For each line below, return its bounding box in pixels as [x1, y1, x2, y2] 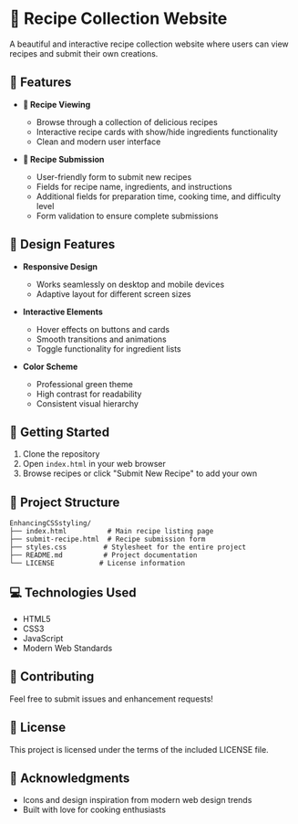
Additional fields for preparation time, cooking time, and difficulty [36, 191, 281, 202]
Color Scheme [22, 361, 78, 372]
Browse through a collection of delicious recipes [36, 116, 219, 127]
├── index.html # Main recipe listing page [9, 527, 214, 536]
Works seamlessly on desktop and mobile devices [36, 279, 225, 290]
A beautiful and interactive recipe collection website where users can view [9, 38, 289, 49]
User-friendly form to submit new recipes [36, 171, 192, 182]
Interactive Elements [22, 306, 103, 317]
